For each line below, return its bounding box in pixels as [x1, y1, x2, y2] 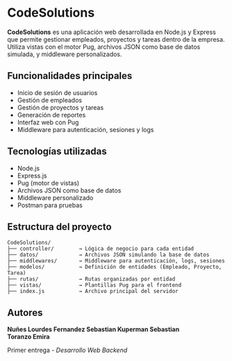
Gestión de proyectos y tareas [17, 103, 104, 112]
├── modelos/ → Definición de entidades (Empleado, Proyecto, [7, 264, 222, 271]
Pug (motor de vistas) [17, 178, 80, 187]
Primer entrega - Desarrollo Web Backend [7, 346, 128, 355]
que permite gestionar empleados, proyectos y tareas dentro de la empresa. [7, 35, 225, 43]
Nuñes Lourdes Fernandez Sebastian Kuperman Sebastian [7, 325, 180, 334]
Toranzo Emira [7, 333, 50, 341]
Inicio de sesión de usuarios [17, 88, 98, 96]
